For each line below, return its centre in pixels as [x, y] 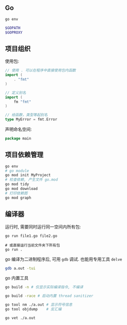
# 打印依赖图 [16, 193]
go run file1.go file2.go [31, 236]
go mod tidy [17, 184]
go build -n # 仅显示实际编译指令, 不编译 [44, 287]
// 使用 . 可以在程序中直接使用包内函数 [40, 70]
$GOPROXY [14, 32]
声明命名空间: [19, 129]
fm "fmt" [23, 102]
